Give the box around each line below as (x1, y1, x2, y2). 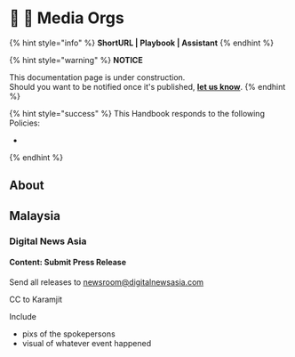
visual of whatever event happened (21, 337, 152, 348)
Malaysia (9, 208, 60, 223)
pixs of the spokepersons (21, 329, 116, 339)
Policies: (9, 118, 41, 128)
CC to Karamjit (9, 294, 63, 304)
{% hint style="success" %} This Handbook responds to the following (9, 108, 265, 118)
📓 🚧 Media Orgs (9, 8, 124, 28)
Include (9, 311, 37, 321)
